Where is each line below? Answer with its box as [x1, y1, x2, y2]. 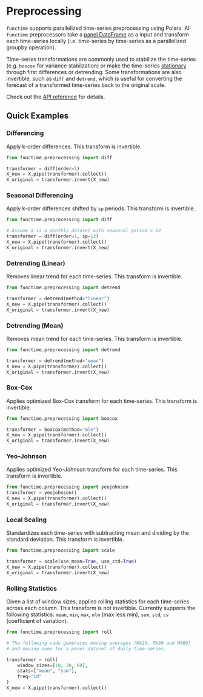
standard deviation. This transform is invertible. [6, 536, 124, 543]
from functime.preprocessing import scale [6, 548, 115, 554]
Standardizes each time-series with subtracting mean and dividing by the [6, 529, 190, 537]
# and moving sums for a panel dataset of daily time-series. [6, 645, 167, 651]
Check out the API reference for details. [6, 93, 105, 100]
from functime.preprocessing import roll [6, 629, 113, 636]
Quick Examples [6, 111, 69, 121]
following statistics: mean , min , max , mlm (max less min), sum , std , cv [6, 611, 169, 618]
